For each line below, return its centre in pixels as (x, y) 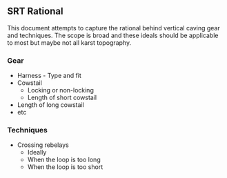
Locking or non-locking (61, 90)
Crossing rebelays (43, 145)
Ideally (37, 152)
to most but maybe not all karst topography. (69, 42)
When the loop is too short (65, 167)
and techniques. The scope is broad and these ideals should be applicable (113, 35)
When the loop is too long (64, 160)
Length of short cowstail (62, 98)
